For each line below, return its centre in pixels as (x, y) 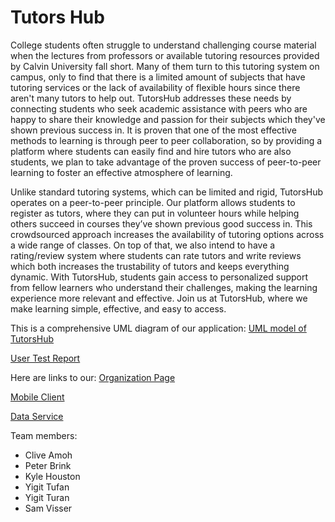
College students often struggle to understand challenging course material (163, 45)
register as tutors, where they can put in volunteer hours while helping (155, 213)
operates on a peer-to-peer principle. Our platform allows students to (153, 202)
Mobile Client (37, 397)
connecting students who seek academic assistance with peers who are (159, 108)
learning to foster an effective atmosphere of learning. (121, 172)
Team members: (44, 435)
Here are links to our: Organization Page (93, 377)
